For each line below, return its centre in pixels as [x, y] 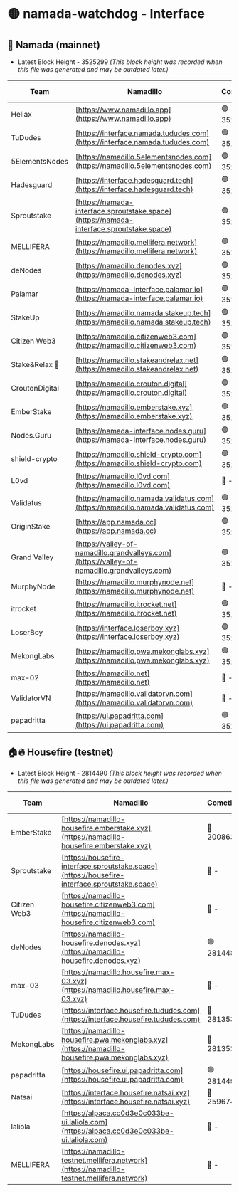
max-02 [25, 678]
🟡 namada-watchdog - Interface [106, 14]
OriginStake [31, 526]
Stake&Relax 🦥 [35, 364]
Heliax [21, 114]
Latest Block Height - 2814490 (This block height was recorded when [120, 773]
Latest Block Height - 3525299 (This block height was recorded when [120, 62]
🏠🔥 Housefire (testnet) [60, 753]
